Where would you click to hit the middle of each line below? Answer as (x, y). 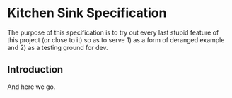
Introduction (35, 69)
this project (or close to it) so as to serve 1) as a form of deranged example (116, 39)
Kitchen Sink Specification (87, 13)
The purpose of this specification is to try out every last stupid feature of (113, 32)
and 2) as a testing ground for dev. (58, 47)
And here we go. (31, 87)
